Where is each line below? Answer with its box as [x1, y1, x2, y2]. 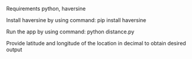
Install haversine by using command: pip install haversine [6, 17, 147, 23]
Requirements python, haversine [6, 5, 86, 12]
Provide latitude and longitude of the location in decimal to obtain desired [6, 40, 187, 46]
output [6, 46, 23, 53]
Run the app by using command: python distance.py [6, 28, 135, 35]
